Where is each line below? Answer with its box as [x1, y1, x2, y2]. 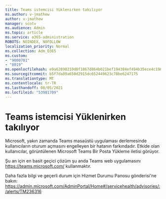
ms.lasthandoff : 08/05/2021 [5, 85, 63, 90]
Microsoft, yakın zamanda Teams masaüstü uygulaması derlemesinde [5, 138, 147, 144]
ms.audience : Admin [5, 26, 45, 31]
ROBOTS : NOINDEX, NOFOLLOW [5, 40, 61, 44]
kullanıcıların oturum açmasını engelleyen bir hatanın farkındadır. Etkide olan [5, 143, 160, 149]
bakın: [5, 178, 18, 184]
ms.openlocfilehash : [5, 67, 48, 72]
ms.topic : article [5, 30, 43, 35]
